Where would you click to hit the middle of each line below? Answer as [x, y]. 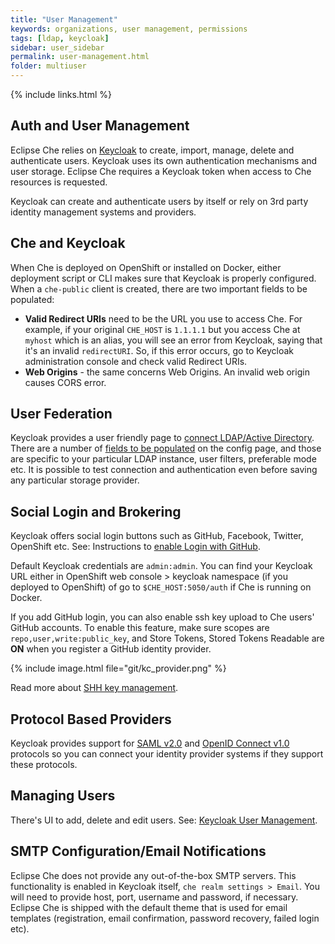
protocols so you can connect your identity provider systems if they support [167, 754]
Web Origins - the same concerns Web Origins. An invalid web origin [167, 372]
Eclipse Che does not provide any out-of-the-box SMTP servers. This [153, 875]
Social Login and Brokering [96, 511]
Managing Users [63, 796]
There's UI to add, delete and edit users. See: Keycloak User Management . [164, 820]
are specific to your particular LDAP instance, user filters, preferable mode [163, 459]
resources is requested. [59, 182]
